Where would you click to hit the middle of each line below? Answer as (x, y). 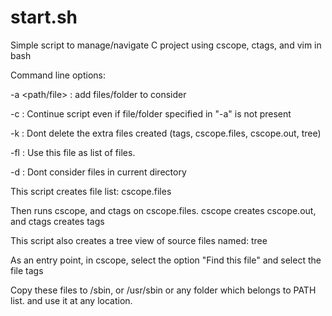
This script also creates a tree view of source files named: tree (139, 240)
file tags (27, 270)
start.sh (44, 17)
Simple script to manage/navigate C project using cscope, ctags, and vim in (166, 45)
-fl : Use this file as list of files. (73, 152)
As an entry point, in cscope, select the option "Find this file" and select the (166, 260)
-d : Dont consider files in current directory (98, 172)
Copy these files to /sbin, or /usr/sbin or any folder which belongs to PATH (163, 290)
